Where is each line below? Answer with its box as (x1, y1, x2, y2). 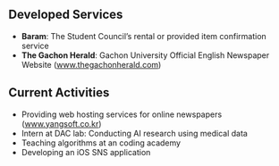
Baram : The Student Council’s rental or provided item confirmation (21, 30, 267, 41)
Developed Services (8, 7, 123, 22)
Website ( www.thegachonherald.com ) (21, 59, 162, 70)
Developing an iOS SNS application (21, 146, 151, 157)
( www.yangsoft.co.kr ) (21, 118, 102, 129)
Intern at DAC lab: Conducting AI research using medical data (21, 128, 248, 138)
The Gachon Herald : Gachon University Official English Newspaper (21, 49, 270, 61)
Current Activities (8, 85, 110, 101)
